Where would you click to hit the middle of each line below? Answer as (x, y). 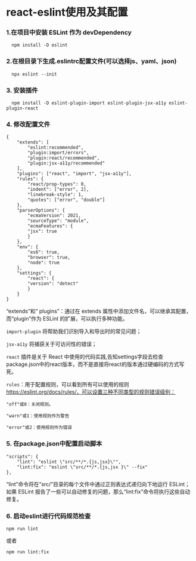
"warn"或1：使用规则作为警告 (38, 416)
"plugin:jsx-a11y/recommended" (66, 163)
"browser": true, (49, 258)
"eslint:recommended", (56, 148)
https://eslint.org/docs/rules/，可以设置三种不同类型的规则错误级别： (91, 392)
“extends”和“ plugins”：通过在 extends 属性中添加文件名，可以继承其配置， (99, 311)
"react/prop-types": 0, (57, 184)
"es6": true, (44, 252)
